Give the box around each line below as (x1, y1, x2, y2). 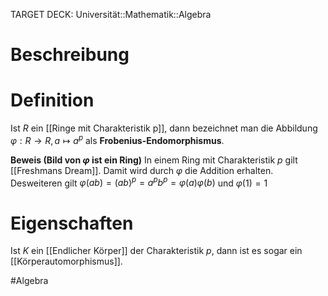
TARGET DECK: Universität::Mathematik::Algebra (10, 9, 212, 20)
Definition (10, 89, 95, 112)
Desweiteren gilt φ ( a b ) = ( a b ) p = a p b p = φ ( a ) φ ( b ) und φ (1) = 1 (10, 175, 268, 189)
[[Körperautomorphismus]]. (10, 255, 123, 268)
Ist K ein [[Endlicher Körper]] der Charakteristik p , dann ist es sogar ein (10, 245, 303, 257)
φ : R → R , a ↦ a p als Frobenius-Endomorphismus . (10, 133, 225, 146)
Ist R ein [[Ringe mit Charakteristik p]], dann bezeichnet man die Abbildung (10, 122, 318, 134)
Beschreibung (10, 44, 130, 66)
